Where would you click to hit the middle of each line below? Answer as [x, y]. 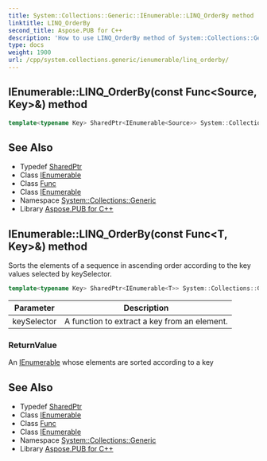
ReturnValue [33, 345]
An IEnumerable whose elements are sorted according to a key [111, 362]
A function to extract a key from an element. [146, 321]
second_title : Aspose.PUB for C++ [66, 30]
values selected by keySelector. [60, 274]
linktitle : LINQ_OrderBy [49, 23]
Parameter [35, 308]
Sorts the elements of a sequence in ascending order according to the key [130, 265]
